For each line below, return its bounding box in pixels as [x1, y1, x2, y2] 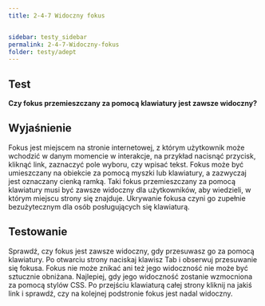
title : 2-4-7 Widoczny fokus [8, 11, 105, 20]
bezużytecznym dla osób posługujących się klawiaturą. [8, 202, 190, 211]
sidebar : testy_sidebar [8, 33, 88, 41]
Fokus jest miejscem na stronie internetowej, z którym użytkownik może [8, 143, 245, 152]
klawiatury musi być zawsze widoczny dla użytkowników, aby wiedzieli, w [8, 185, 251, 194]
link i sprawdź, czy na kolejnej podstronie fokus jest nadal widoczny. [8, 288, 233, 298]
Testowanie [8, 225, 68, 239]
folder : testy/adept [8, 48, 77, 56]
